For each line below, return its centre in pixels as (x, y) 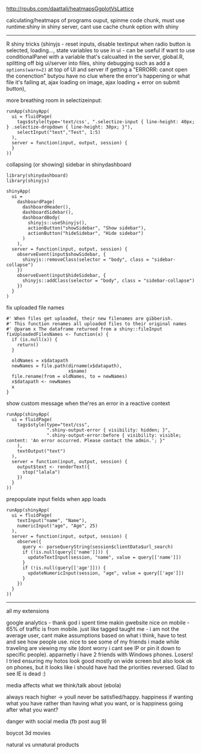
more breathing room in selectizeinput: (54, 100)
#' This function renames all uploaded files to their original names (96, 324)
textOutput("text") (41, 451)
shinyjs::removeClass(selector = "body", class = (85, 260)
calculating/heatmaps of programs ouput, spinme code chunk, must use (96, 20)
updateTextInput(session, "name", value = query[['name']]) (105, 558)
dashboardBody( (41, 217)
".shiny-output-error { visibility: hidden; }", (109, 430)
